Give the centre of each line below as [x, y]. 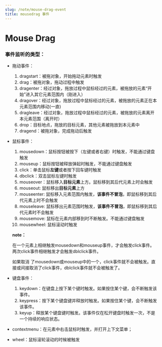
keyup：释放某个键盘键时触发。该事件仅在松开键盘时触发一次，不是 [87, 312]
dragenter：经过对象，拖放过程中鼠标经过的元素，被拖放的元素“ [83, 88]
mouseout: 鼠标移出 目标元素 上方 [52, 188]
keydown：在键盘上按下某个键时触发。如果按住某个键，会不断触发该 [88, 288]
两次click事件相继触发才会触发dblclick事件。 [56, 251]
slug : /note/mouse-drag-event [36, 9]
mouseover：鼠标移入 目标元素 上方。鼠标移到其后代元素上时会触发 [86, 182]
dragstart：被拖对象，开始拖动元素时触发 [61, 76]
